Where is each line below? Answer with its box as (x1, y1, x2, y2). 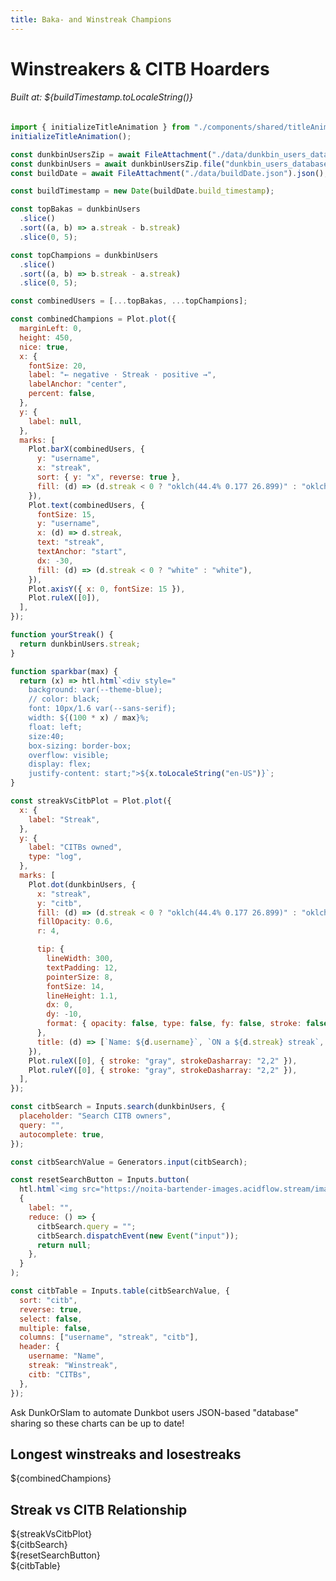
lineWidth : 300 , (46, 954, 114, 964)
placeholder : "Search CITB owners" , (19, 1111, 172, 1121)
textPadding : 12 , (46, 962, 118, 973)
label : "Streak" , (28, 814, 101, 825)
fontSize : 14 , (46, 981, 105, 991)
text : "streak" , (36, 537, 105, 548)
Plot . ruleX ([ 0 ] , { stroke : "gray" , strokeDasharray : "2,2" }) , (28, 1056, 298, 1066)
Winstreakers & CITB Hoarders (10, 57, 270, 80)
